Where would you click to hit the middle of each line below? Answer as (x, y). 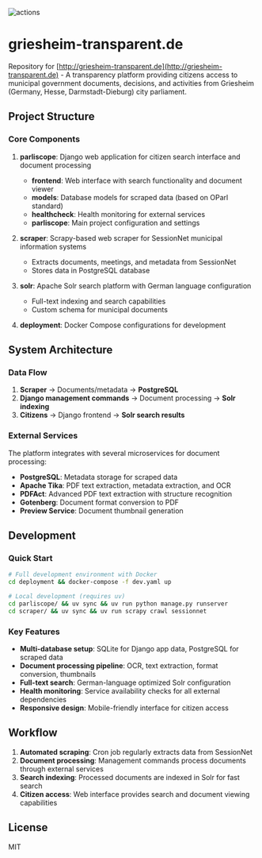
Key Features (34, 632)
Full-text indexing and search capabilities (99, 301)
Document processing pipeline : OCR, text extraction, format (119, 665)
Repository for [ (34, 66)
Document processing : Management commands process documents (133, 760)
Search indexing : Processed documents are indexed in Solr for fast (129, 777)
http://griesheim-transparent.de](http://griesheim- (141, 66)
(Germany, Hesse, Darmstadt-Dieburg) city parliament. (98, 91)
